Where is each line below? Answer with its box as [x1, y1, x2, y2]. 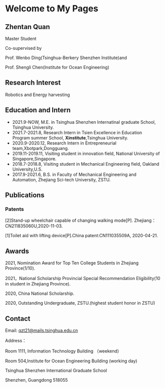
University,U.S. [12, 166, 43, 172]
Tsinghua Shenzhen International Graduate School [5, 367, 107, 373]
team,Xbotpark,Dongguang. [12, 145, 69, 151]
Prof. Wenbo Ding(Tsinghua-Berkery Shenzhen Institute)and [5, 55, 127, 61]
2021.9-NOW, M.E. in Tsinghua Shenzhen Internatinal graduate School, [12, 119, 156, 125]
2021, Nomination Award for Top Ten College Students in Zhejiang [5, 260, 139, 266]
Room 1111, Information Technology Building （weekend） [5, 348, 122, 354]
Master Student [5, 35, 37, 41]
